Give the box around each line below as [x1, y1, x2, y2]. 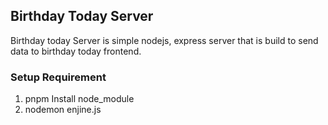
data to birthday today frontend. [10, 45, 142, 57]
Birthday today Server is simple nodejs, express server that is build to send [10, 34, 319, 46]
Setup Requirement [10, 70, 107, 84]
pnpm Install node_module [24, 93, 135, 105]
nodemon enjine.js [24, 104, 102, 116]
